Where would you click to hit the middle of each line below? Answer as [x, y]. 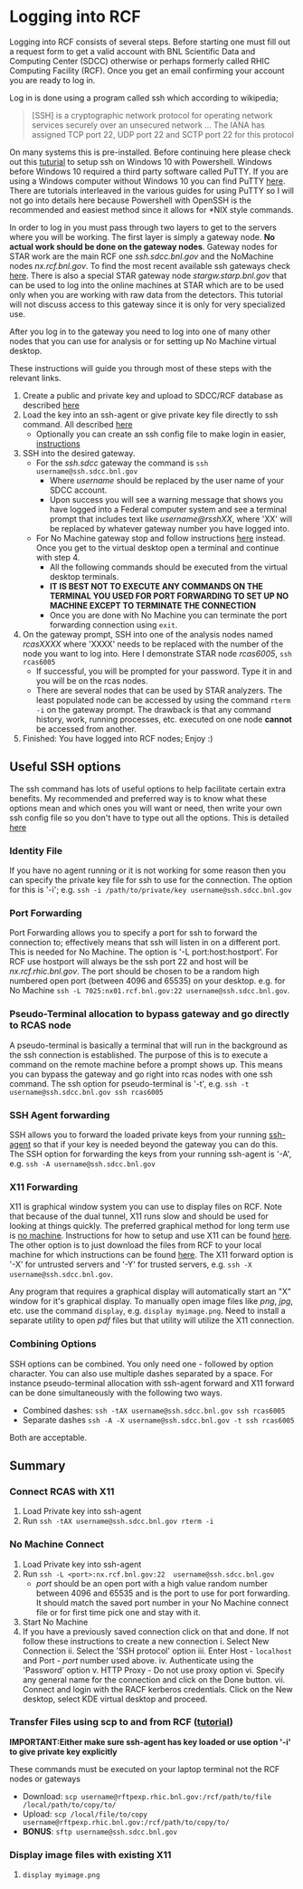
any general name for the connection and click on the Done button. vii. [154, 1679]
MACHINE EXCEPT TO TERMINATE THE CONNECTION [152, 605]
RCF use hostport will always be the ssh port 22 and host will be [129, 962]
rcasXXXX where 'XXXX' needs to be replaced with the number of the [153, 644]
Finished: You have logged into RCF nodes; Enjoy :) [118, 738]
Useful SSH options [66, 767]
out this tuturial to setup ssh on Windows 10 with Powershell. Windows [141, 161]
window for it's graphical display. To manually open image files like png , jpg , [151, 1301]
